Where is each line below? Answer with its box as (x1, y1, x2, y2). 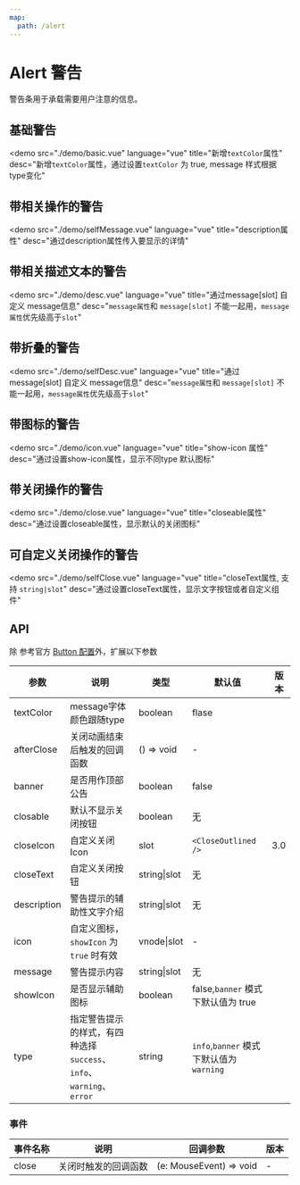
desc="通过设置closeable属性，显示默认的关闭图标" (9, 519, 201, 530)
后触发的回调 (70, 743, 124, 755)
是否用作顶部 (70, 773, 124, 786)
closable (13, 810, 50, 822)
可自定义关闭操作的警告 (9, 547, 138, 563)
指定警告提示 (70, 1013, 124, 1025)
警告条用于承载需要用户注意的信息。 (9, 94, 143, 104)
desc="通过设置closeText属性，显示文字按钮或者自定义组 (69, 584, 279, 595)
